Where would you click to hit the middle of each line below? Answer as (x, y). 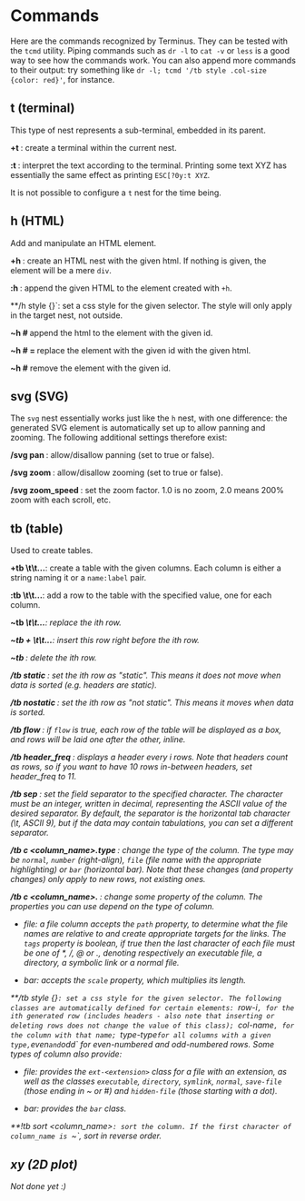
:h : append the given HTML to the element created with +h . (121, 288)
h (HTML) (38, 221)
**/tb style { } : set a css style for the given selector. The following (146, 998)
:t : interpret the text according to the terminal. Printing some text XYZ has (148, 165)
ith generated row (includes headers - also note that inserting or (143, 1017)
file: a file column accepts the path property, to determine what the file (156, 924)
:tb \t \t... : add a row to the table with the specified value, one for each (141, 595)
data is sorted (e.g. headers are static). (84, 685)
